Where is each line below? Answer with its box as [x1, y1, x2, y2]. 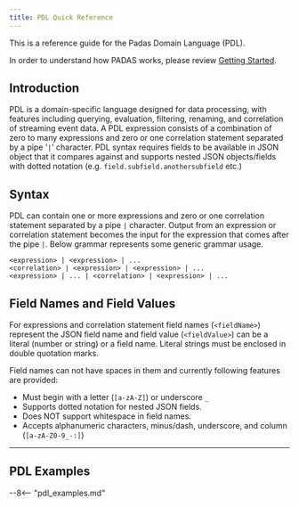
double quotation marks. [9, 348, 100, 359]
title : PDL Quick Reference [9, 12, 114, 22]
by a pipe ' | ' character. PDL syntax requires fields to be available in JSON [9, 142, 279, 152]
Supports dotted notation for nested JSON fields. [21, 402, 202, 413]
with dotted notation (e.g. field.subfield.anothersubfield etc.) [9, 161, 243, 172]
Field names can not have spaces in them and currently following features [9, 365, 280, 376]
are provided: [9, 375, 59, 386]
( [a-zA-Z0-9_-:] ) [21, 429, 85, 441]
